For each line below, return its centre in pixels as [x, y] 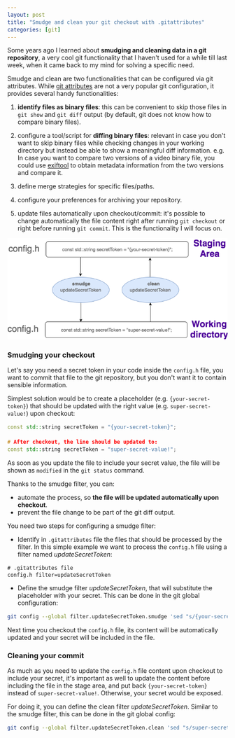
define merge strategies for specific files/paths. [86, 186]
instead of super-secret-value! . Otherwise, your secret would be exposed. [115, 693]
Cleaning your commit [46, 655]
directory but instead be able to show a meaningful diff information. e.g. [121, 151]
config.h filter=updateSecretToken [59, 575]
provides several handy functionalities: [63, 94]
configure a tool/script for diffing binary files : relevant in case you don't [121, 136]
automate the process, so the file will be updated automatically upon [118, 497]
